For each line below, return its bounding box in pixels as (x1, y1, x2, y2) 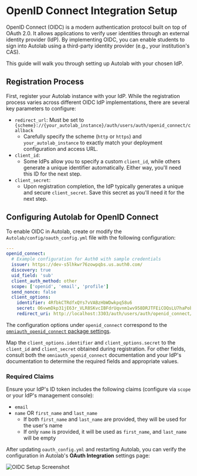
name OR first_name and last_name (14, 410, 98, 417)
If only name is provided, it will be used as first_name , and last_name (23, 428, 187, 436)
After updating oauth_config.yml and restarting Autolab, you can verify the (6, 446, 186, 453)
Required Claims (6, 372, 54, 380)
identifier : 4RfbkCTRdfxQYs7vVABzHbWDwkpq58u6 (16, 300, 133, 306)
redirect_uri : (16, 311, 51, 317)
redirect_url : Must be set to (14, 116, 84, 123)
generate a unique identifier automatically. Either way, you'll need (23, 164, 182, 171)
